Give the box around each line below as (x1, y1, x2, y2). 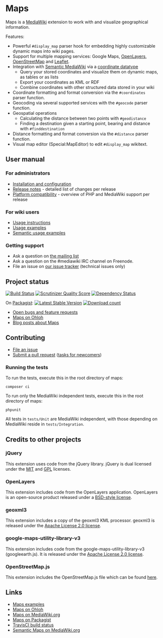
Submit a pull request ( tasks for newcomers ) (12, 352, 102, 357)
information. (5, 24, 30, 30)
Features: (5, 34, 25, 39)
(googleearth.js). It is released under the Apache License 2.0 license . (5, 551, 144, 557)
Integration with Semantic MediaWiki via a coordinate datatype (12, 64, 138, 70)
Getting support (5, 242, 44, 248)
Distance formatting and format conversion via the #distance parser (12, 131, 149, 137)
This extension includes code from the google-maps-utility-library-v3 (5, 546, 145, 552)
